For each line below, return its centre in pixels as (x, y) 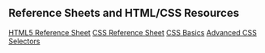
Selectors (24, 41)
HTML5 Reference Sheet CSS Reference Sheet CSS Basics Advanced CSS (132, 32)
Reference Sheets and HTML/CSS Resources (124, 13)
